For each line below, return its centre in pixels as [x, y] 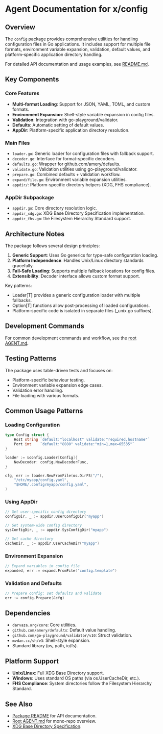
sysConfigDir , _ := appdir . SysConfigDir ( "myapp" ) [57, 530]
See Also [19, 704]
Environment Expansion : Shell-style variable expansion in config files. [83, 114]
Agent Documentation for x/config [77, 9]
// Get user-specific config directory [46, 512]
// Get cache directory [29, 539]
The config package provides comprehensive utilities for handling [71, 39]
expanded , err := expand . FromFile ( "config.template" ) [61, 570]
